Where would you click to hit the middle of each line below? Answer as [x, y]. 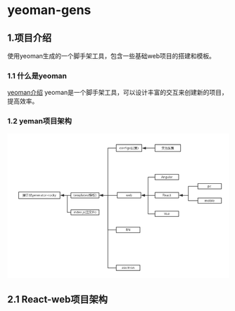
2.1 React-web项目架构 [57, 299]
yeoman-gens [49, 10]
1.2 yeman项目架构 [40, 121]
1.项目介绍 [30, 38]
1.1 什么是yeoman [37, 76]
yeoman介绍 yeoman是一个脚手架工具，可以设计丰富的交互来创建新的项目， [118, 93]
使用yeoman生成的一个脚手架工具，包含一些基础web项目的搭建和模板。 [112, 56]
